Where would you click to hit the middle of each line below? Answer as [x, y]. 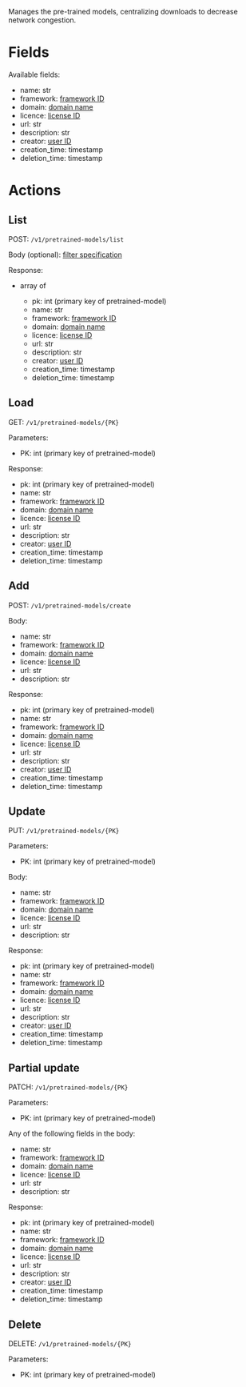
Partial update [44, 1068]
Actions [35, 190]
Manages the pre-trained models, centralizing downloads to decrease [123, 12]
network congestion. [42, 20]
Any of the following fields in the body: [72, 1134]
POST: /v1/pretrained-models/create [70, 605]
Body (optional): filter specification [65, 255]
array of [33, 285]
